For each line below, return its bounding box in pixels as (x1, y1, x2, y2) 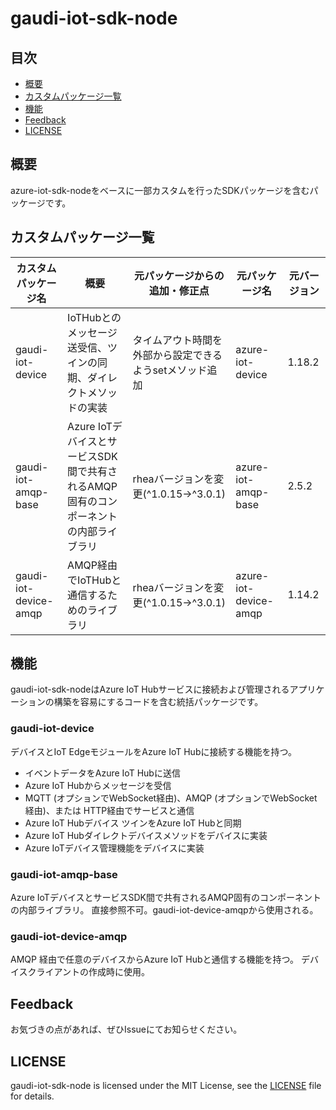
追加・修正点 (148, 283, 210, 297)
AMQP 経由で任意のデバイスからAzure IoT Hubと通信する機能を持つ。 (10, 953, 300, 966)
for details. (10, 1090, 55, 1102)
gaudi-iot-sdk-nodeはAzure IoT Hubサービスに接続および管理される (10, 683, 290, 696)
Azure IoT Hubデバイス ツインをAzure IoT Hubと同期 (24, 817, 242, 829)
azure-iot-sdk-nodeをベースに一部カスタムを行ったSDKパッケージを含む (10, 184, 310, 196)
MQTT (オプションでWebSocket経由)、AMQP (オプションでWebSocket (24, 792, 318, 804)
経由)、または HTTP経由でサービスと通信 (24, 804, 195, 816)
